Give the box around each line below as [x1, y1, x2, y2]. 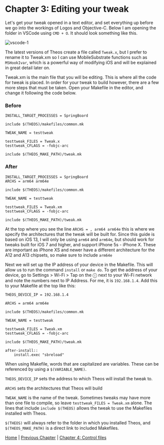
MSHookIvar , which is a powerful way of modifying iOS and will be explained [5, 59, 157, 65]
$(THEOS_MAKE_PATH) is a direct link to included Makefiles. [5, 425, 119, 431]
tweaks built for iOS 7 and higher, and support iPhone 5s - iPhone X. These [5, 241, 156, 247]
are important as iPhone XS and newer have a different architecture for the [5, 247, 155, 253]
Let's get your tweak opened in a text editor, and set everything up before [5, 20, 154, 26]
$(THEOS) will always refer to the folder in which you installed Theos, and [5, 419, 151, 425]
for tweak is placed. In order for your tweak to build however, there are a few [5, 79, 159, 85]
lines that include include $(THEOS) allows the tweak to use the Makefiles [5, 405, 152, 411]
